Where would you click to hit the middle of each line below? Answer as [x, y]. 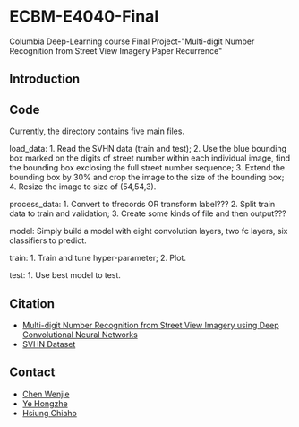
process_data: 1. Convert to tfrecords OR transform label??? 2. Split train [142, 205]
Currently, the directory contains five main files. [97, 131]
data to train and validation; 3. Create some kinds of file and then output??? [148, 213]
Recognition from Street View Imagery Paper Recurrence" [116, 50]
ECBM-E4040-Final [84, 17]
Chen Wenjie [46, 394]
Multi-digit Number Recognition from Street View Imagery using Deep [150, 325]
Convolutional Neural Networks [80, 335]
